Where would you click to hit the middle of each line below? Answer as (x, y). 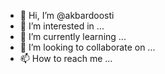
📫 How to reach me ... (66, 58)
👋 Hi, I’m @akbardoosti (67, 15)
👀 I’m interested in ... (62, 26)
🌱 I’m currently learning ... (73, 36)
